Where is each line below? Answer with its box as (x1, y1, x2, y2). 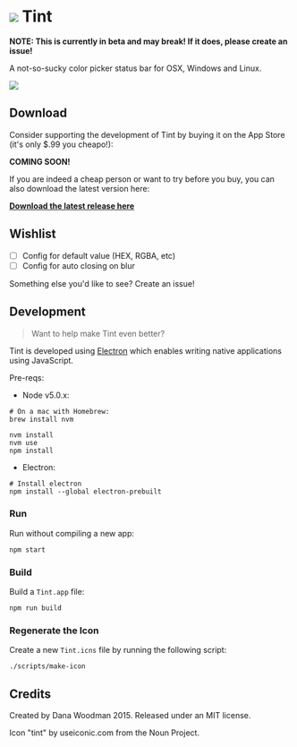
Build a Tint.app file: (9, 587, 85, 597)
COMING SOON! (9, 156, 71, 167)
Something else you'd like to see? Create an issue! (9, 278, 195, 288)
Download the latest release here (9, 200, 135, 211)
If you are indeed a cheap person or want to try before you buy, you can (9, 173, 276, 185)
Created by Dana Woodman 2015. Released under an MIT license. (9, 710, 251, 721)
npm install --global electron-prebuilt (9, 486, 163, 496)
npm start (9, 545, 47, 554)
